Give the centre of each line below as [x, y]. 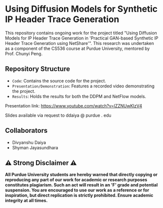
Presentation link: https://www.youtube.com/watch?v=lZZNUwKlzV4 [74, 105]
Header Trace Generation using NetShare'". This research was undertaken [80, 43]
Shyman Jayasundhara [35, 147]
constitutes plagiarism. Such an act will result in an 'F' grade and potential [81, 185]
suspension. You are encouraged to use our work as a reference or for [77, 190]
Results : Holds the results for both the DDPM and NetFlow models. [79, 96]
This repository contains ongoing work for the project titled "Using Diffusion [81, 33]
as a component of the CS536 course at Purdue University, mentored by [77, 48]
